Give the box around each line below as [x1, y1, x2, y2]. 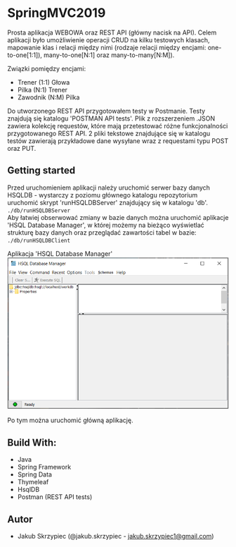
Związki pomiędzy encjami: [7, 64, 86, 73]
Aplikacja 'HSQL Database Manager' [7, 249, 113, 258]
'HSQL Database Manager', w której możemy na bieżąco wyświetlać [7, 221, 205, 229]
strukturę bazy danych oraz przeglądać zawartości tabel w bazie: [7, 228, 197, 237]
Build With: [7, 436, 57, 448]
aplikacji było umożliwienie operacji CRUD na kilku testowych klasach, [7, 35, 210, 44]
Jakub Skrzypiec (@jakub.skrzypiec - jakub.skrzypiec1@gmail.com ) [17, 532, 214, 541]
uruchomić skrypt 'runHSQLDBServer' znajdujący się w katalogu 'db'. [7, 198, 209, 207]
